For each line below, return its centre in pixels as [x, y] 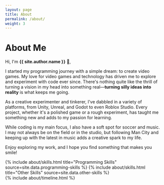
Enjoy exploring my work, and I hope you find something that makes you [79, 147]
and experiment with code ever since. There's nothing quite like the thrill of [82, 82]
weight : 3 [15, 23]
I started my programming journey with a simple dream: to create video [77, 71]
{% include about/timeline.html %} [40, 178]
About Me [26, 48]
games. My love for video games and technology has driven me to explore [81, 77]
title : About [19, 14]
